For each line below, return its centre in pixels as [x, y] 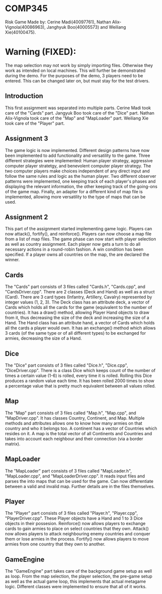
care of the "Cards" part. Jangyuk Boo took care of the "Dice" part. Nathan [80, 113]
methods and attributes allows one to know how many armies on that [74, 423]
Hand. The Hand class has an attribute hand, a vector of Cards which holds [80, 323]
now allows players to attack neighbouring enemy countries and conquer [78, 534]
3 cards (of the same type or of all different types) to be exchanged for [75, 333]
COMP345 [26, 8]
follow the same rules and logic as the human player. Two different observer [81, 176]
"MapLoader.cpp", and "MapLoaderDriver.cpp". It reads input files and [75, 476]
